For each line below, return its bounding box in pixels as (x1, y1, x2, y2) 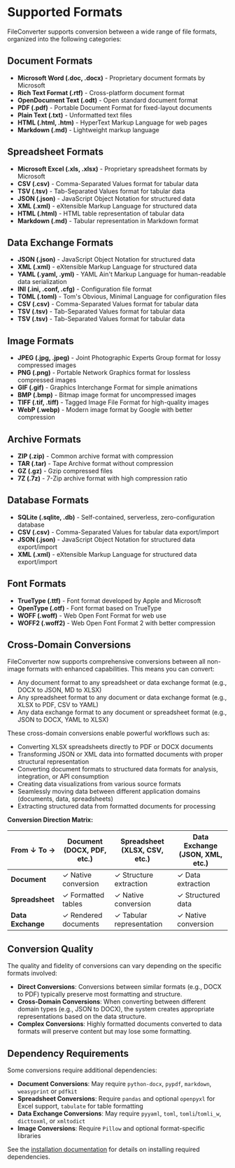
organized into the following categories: (7, 34, 122, 43)
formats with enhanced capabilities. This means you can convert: (27, 665, 215, 674)
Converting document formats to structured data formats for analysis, (17, 765, 218, 774)
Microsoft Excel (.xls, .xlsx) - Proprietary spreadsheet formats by (17, 164, 208, 173)
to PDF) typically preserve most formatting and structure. (17, 990, 183, 999)
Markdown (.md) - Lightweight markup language (17, 125, 159, 134)
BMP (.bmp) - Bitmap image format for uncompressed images (17, 391, 197, 399)
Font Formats (7, 578, 66, 590)
